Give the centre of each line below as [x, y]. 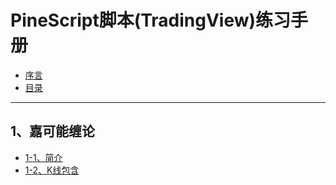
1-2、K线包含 [52, 170]
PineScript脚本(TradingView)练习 [151, 20]
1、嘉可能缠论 [53, 131]
